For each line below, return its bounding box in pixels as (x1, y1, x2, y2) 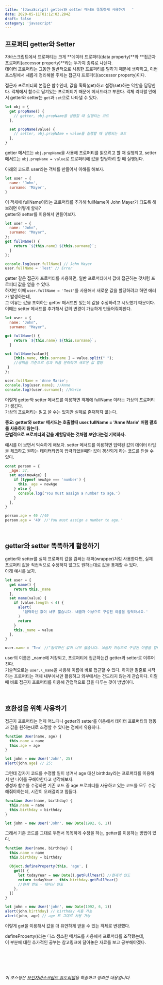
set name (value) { (9, 596, 47, 601)
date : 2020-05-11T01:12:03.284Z (5, 12, 70, 17)
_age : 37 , (9, 468, 29, 473)
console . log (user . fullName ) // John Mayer (5, 261, 92, 266)
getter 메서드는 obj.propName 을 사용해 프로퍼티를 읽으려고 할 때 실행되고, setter (5, 150, 157, 156)
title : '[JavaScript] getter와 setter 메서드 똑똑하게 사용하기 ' (5, 7, 134, 12)
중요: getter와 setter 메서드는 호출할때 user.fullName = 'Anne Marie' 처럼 (5, 419, 149, 425)
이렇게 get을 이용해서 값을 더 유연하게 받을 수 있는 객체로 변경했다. (5, 923, 130, 928)
